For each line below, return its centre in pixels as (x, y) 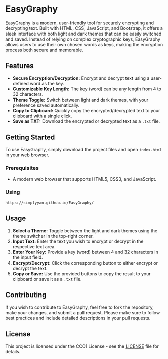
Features (19, 66)
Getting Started (30, 137)
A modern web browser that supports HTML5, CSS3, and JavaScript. (85, 179)
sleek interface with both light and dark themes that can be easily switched (83, 34)
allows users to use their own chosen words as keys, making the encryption (84, 44)
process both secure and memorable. (44, 50)
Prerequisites (22, 168)
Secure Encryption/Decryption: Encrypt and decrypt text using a (81, 78)
